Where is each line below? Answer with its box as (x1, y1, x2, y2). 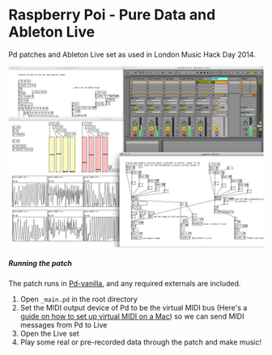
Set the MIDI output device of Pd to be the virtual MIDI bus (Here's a (19, 303, 248, 313)
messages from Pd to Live (19, 320, 108, 330)
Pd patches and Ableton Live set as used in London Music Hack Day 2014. (8, 49, 257, 59)
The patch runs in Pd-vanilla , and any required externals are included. (8, 279, 241, 289)
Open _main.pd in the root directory (19, 294, 138, 304)
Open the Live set (19, 329, 79, 339)
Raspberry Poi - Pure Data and (8, 6, 216, 24)
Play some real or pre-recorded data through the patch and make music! (19, 337, 261, 347)
